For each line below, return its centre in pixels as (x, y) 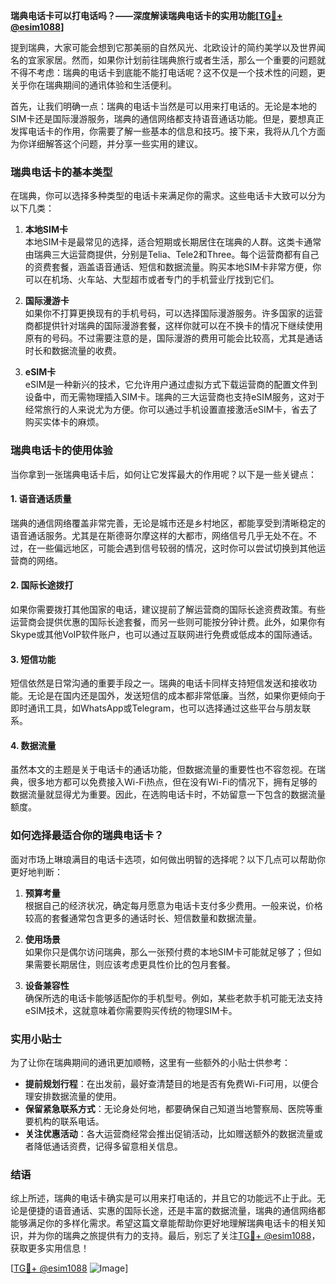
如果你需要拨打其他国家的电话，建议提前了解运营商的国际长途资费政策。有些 (168, 609)
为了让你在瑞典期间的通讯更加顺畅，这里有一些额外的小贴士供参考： (150, 1062)
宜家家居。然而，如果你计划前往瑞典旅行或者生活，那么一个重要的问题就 (176, 60)
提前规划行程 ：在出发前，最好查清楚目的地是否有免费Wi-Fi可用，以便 (167, 1083)
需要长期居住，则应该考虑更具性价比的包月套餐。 (134, 964)
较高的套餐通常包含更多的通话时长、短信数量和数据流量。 (143, 918)
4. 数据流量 (33, 745)
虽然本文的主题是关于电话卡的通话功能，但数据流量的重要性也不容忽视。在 (163, 770)
